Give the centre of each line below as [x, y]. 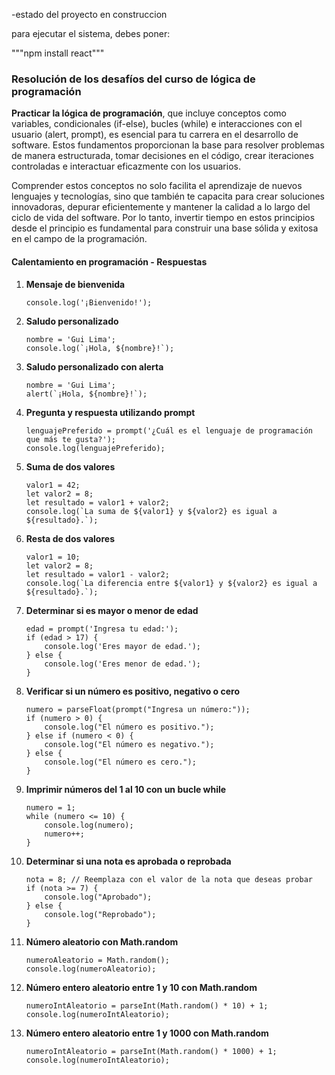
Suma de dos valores [70, 466]
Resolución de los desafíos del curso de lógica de [133, 79]
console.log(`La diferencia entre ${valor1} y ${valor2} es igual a [171, 583]
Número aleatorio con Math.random [102, 941]
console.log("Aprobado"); [98, 897]
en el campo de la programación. [79, 239]
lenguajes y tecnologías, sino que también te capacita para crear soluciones [168, 196]
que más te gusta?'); [70, 439]
